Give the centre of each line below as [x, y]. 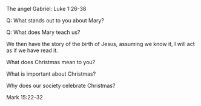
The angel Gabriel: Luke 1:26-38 [46, 9]
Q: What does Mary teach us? [43, 32]
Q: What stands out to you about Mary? [55, 20]
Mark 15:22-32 [25, 97]
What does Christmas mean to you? [51, 62]
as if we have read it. [32, 50]
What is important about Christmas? [51, 74]
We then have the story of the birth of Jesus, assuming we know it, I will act [100, 44]
